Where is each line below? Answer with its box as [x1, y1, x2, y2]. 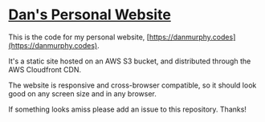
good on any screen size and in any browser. [8, 88, 157, 98]
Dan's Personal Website [8, 6, 171, 24]
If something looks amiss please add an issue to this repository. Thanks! [8, 104, 247, 114]
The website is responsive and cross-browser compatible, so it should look [8, 80, 257, 90]
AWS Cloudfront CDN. [8, 64, 82, 74]
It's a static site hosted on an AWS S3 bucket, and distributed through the [8, 56, 251, 66]
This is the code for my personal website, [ [8, 32, 150, 42]
